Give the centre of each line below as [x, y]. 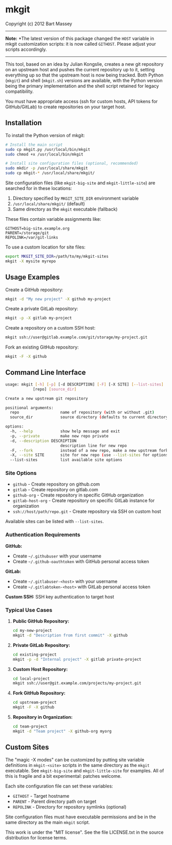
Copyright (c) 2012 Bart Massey [39, 24]
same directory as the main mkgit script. [48, 822]
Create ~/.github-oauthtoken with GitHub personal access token [81, 561]
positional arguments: [29, 408]
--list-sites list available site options [66, 460]
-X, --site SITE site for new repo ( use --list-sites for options [89, 455]
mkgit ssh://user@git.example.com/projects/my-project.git [77, 683]
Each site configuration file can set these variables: [59, 786]
